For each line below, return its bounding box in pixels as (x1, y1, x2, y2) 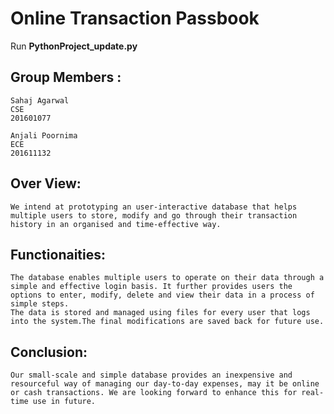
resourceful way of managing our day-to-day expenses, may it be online (10, 379, 320, 389)
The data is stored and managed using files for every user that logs (10, 308, 311, 318)
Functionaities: (10, 246, 107, 263)
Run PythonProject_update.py (10, 40, 138, 52)
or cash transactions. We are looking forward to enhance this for (10, 388, 298, 398)
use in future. (32, 397, 97, 407)
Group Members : (10, 69, 122, 86)
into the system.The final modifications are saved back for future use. (10, 317, 325, 327)
